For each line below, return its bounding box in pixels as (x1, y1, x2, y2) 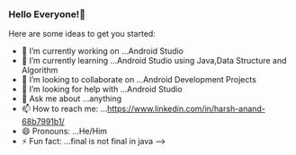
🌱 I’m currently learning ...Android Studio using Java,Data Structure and (21, 56, 287, 66)
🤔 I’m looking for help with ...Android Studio (21, 84, 183, 95)
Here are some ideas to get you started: (8, 29, 157, 39)
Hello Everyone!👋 (8, 8, 86, 21)
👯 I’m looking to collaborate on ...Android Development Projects (21, 74, 257, 85)
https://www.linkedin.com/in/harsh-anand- (106, 103, 266, 115)
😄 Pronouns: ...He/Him (21, 125, 108, 137)
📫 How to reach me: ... (21, 103, 108, 115)
